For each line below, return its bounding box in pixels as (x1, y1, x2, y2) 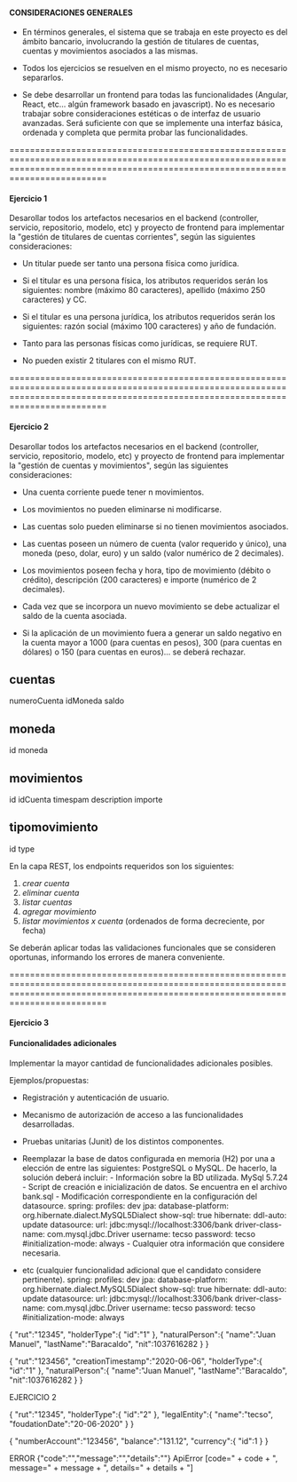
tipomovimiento (9, 820, 99, 835)
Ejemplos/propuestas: (9, 1074, 90, 1085)
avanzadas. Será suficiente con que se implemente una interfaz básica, (21, 118, 284, 129)
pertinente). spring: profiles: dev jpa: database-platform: (21, 1274, 229, 1285)
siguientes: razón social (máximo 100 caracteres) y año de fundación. (21, 321, 277, 332)
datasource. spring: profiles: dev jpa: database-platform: (21, 1200, 229, 1211)
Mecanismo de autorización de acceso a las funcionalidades (21, 1109, 244, 1120)
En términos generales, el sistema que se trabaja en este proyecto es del (21, 27, 288, 37)
